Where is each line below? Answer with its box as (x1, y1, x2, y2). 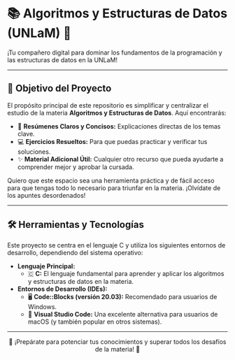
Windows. (27, 302, 57, 311)
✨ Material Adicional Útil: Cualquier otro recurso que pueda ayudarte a (17, 154, 224, 163)
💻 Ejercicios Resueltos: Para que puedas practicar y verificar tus (17, 137, 208, 145)
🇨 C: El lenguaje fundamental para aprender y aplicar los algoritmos (27, 269, 225, 278)
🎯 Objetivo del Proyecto (7, 82, 112, 94)
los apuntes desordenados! (7, 191, 86, 199)
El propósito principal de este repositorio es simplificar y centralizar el (7, 101, 208, 109)
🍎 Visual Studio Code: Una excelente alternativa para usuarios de (27, 310, 218, 318)
